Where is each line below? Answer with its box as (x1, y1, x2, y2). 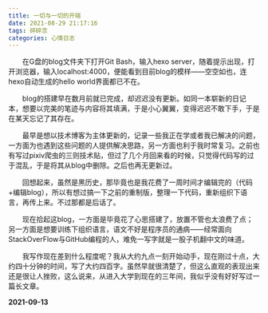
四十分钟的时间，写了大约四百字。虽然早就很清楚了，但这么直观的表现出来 (14, 261, 260, 271)
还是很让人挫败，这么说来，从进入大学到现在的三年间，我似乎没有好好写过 (8, 271, 253, 281)
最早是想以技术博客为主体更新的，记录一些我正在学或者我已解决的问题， (22, 131, 260, 141)
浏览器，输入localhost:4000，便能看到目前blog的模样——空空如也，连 (14, 67, 247, 77)
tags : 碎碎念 (8, 26, 48, 34)
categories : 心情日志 (8, 34, 76, 42)
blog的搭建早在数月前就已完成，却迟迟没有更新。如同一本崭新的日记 (22, 93, 246, 104)
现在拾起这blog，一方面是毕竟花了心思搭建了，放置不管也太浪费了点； (22, 215, 254, 224)
